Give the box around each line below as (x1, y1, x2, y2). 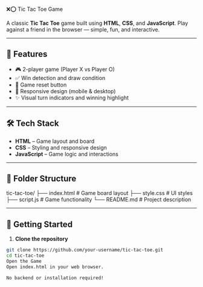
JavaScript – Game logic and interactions (14, 150, 119, 157)
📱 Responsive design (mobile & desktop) (14, 87, 116, 94)
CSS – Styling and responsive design (14, 143, 108, 151)
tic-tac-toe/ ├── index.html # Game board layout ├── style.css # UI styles (6, 190, 193, 197)
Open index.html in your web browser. (6, 263, 104, 270)
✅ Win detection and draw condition (14, 74, 106, 81)
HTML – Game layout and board (14, 137, 95, 145)
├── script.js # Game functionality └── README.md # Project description (6, 196, 192, 203)
